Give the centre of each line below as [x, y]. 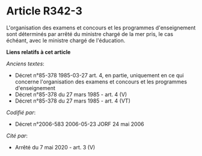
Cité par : [17, 136]
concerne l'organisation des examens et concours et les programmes [101, 82]
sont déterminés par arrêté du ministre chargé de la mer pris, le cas [90, 34]
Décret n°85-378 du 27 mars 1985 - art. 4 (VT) [73, 101]
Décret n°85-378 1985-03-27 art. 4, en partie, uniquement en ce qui [99, 75]
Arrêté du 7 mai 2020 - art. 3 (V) [55, 147]
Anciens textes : [26, 64]
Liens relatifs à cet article [38, 52]
